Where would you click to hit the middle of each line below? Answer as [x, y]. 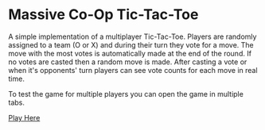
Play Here [24, 117]
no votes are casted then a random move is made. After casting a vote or [128, 62]
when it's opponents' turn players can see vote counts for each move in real [133, 70]
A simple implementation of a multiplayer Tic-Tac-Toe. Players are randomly [132, 36]
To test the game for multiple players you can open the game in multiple [126, 94]
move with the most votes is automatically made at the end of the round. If [130, 53]
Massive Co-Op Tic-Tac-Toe [103, 15]
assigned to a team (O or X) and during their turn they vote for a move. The [131, 44]
